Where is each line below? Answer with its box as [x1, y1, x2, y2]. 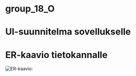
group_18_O [5, 3, 55, 15]
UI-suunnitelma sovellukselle [5, 26, 131, 38]
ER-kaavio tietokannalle [5, 49, 108, 60]
